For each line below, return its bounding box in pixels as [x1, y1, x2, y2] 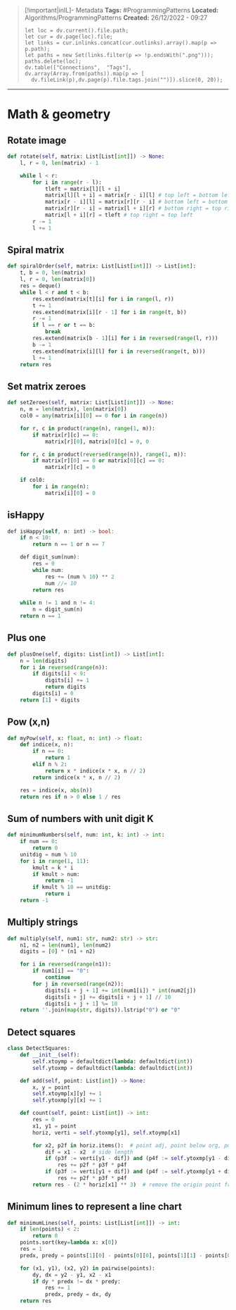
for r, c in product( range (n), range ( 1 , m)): [20, 425, 156, 432]
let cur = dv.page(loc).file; [24, 33, 114, 40]
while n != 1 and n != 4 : [20, 599, 96, 606]
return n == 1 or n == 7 [32, 541, 105, 548]
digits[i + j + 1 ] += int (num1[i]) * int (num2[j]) [44, 987, 197, 994]
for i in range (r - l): [32, 179, 102, 186]
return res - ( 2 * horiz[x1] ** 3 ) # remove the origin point [32, 1181, 221, 1188]
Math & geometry [7, 106, 111, 123]
